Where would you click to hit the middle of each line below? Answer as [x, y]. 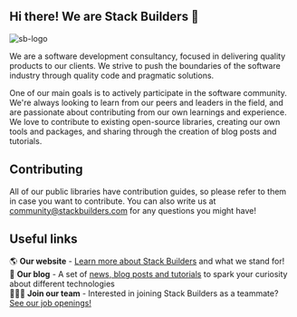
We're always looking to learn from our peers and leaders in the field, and [146, 102]
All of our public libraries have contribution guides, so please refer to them [148, 191]
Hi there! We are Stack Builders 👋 [104, 17]
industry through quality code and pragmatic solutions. [112, 75]
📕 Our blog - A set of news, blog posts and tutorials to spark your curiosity [148, 274]
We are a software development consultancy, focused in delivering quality [148, 56]
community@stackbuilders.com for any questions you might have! [133, 210]
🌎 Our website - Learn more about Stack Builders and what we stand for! [147, 261]
